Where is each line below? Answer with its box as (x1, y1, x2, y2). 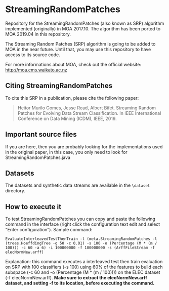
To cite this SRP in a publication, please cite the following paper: (5, 95, 139, 101)
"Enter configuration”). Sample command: (5, 227, 93, 233)
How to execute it (5, 202, 62, 211)
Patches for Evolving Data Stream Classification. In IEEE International (17, 110, 161, 116)
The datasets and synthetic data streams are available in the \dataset (5, 182, 150, 188)
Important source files (5, 130, 77, 139)
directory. (5, 188, 25, 194)
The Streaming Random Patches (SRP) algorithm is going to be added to (5, 40, 156, 47)
